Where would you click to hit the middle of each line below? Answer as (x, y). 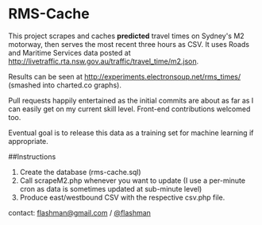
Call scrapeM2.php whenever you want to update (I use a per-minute (133, 180)
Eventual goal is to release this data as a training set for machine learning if (131, 133)
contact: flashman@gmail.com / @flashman (79, 212)
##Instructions (32, 157)
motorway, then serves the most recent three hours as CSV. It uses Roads (129, 44)
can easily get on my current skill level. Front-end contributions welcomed (129, 109)
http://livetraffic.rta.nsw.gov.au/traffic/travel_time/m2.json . (104, 61)
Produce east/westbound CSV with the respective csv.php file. (122, 197)
